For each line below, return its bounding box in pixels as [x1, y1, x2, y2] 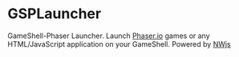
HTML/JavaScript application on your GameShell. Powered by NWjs [7, 39, 232, 48]
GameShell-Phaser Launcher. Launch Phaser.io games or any [7, 31, 210, 40]
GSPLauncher [7, 5, 102, 23]
